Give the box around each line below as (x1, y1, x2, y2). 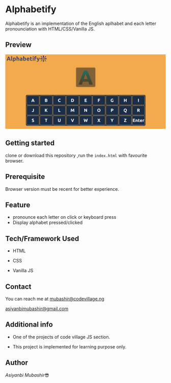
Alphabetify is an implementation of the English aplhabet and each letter (5, 20, 157, 26)
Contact (5, 282, 32, 291)
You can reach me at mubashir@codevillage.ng (5, 296, 104, 302)
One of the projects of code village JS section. (12, 334, 110, 340)
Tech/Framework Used (5, 234, 79, 243)
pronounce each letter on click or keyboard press (12, 214, 117, 220)
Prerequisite (5, 172, 45, 181)
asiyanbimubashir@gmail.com (5, 306, 69, 312)
